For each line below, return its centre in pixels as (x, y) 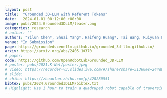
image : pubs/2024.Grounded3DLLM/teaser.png (51, 24)
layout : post (19, 10)
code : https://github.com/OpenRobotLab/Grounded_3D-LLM (64, 60)
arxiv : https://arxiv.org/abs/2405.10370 (49, 51)
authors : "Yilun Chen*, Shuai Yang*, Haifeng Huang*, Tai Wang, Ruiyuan (82, 38)
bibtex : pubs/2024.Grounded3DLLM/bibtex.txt (52, 83)
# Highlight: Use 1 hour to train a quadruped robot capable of (73, 88)
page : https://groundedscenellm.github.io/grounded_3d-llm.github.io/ (80, 47)
